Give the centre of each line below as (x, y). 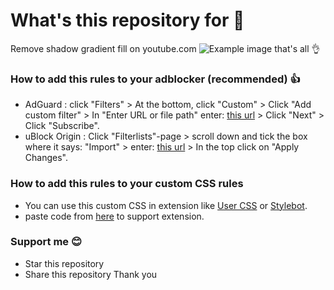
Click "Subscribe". (62, 126)
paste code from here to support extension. (114, 216)
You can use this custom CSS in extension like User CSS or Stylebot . (166, 205)
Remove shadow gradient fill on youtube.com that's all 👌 (165, 48)
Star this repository (64, 263)
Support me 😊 (46, 242)
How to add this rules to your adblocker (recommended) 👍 (155, 79)
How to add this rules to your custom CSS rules (127, 184)
